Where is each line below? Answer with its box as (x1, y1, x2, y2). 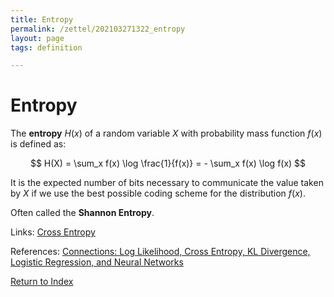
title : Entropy (10, 14, 74, 25)
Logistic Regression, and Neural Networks (10, 256, 184, 268)
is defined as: (10, 138, 67, 150)
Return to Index (10, 276, 74, 288)
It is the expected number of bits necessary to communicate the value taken (10, 177, 324, 189)
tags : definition (10, 42, 83, 53)
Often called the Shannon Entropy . (10, 207, 155, 219)
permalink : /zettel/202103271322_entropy (10, 24, 186, 34)
